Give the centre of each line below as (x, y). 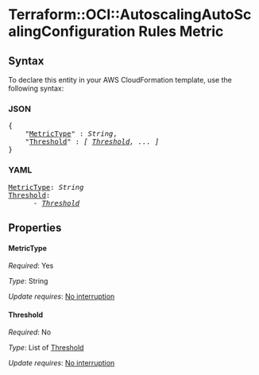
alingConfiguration (72, 31)
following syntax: (36, 88)
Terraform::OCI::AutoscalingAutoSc (130, 15)
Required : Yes (31, 266)
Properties (35, 228)
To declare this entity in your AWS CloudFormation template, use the (120, 80)
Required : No (30, 332)
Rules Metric (181, 31)
